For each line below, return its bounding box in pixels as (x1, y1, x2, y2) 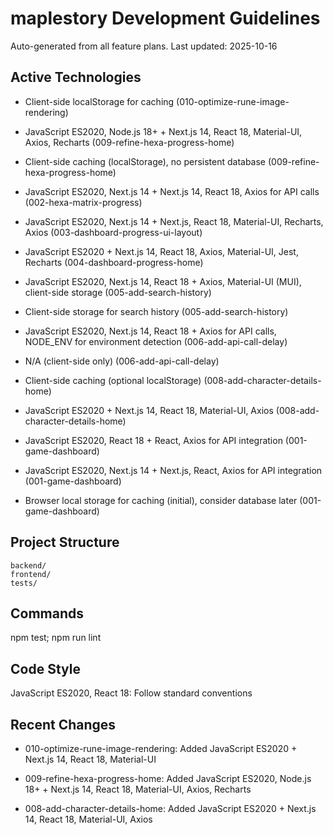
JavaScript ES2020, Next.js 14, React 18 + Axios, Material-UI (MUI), (24, 275, 302, 287)
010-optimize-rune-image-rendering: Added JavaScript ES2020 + (24, 743, 298, 754)
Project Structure (10, 534, 120, 551)
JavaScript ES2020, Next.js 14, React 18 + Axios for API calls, (24, 325, 277, 337)
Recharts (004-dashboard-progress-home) (24, 256, 204, 268)
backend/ (10, 560, 47, 571)
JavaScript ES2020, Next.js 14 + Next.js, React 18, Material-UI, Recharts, (24, 215, 324, 227)
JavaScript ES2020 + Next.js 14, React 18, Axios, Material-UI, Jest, (24, 245, 299, 257)
